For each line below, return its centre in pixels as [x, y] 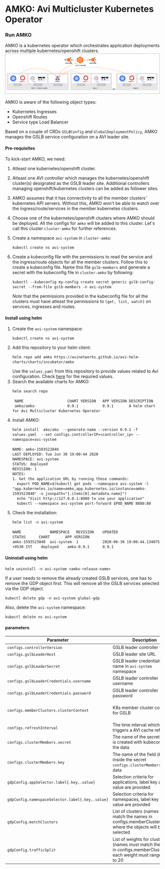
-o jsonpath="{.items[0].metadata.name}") [83, 494]
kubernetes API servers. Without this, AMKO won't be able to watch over [86, 203]
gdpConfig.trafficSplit [31, 850]
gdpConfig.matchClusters [32, 822]
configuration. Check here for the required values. [63, 376]
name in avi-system [132, 666]
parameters [17, 628]
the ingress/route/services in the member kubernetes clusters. [75, 209]
